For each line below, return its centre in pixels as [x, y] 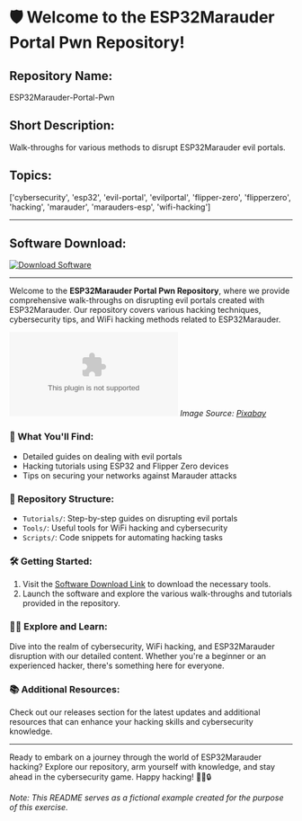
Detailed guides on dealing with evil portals [102, 456]
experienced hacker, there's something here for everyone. [117, 665]
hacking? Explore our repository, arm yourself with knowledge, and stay [142, 766]
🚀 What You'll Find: [52, 437]
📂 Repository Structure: [62, 498]
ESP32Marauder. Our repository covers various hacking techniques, [135, 310]
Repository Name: [61, 76]
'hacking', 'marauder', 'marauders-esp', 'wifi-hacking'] [110, 207]
